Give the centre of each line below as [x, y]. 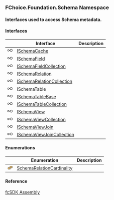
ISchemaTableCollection [42, 104]
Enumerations [20, 148]
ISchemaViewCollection [41, 119]
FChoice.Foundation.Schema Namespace [57, 8]
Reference [16, 181]
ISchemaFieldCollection [41, 66]
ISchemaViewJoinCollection [45, 135]
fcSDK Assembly [23, 192]
